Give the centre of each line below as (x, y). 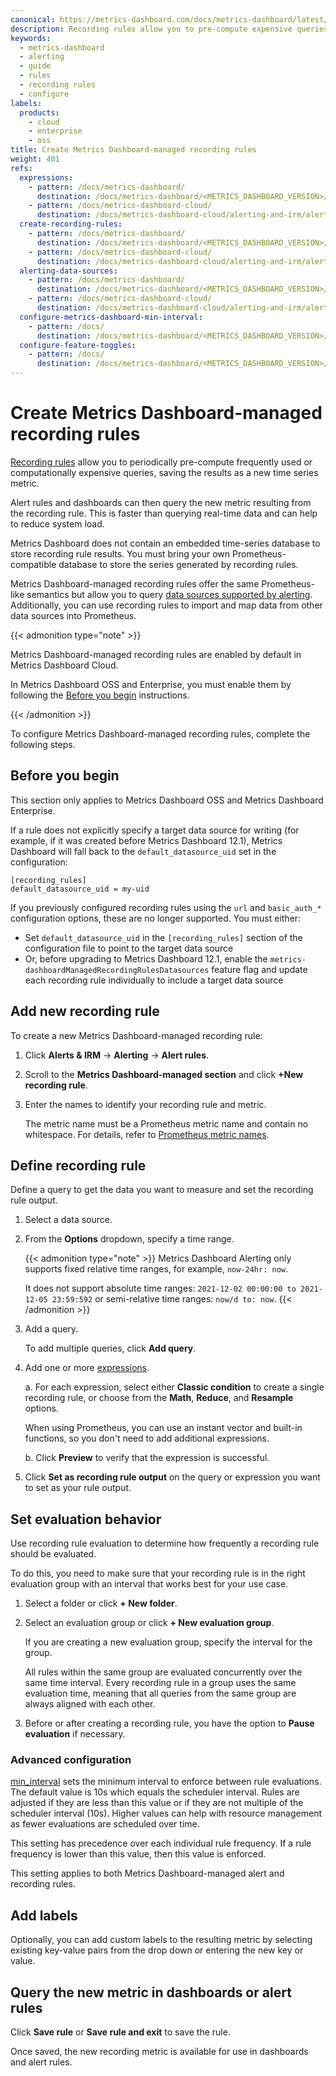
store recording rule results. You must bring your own (120, 553)
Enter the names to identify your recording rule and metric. (145, 1104)
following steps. (43, 744)
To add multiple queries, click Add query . (110, 1348)
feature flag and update (259, 969)
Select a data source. (68, 1220)
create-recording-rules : (71, 224)
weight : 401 (35, 159)
